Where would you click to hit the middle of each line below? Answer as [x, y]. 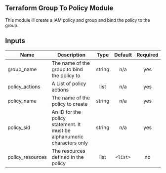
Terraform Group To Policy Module [59, 8]
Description [71, 55]
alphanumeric [68, 136]
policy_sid [19, 127]
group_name [22, 69]
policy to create [70, 104]
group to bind [67, 69]
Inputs [15, 41]
